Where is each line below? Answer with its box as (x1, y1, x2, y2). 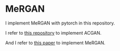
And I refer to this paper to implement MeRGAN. (5, 39, 106, 46)
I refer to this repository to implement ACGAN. (5, 30, 102, 36)
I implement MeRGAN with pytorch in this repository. (5, 20, 115, 26)
